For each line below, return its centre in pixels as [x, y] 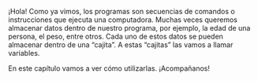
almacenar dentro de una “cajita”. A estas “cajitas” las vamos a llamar [121, 45]
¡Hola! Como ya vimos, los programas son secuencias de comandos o [122, 11]
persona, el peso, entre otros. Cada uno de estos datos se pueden [116, 36]
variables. [24, 53]
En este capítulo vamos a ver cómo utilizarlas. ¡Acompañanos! [109, 68]
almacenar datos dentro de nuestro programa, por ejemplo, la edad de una [129, 28]
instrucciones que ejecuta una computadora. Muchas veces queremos [123, 20]
